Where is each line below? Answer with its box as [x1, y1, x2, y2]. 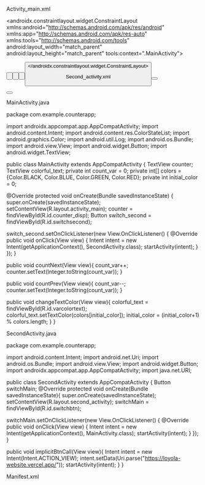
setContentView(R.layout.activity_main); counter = [6, 205, 133, 212]
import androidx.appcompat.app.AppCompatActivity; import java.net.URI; [6, 367, 192, 374]
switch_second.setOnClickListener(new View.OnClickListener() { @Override [6, 230, 198, 237]
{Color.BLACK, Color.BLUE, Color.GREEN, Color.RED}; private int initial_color [6, 173, 198, 180]
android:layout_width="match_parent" [6, 43, 102, 50]
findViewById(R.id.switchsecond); [6, 218, 92, 225]
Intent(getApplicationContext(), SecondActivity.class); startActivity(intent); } [6, 243, 198, 250]
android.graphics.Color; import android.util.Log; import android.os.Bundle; [6, 135, 193, 143]
